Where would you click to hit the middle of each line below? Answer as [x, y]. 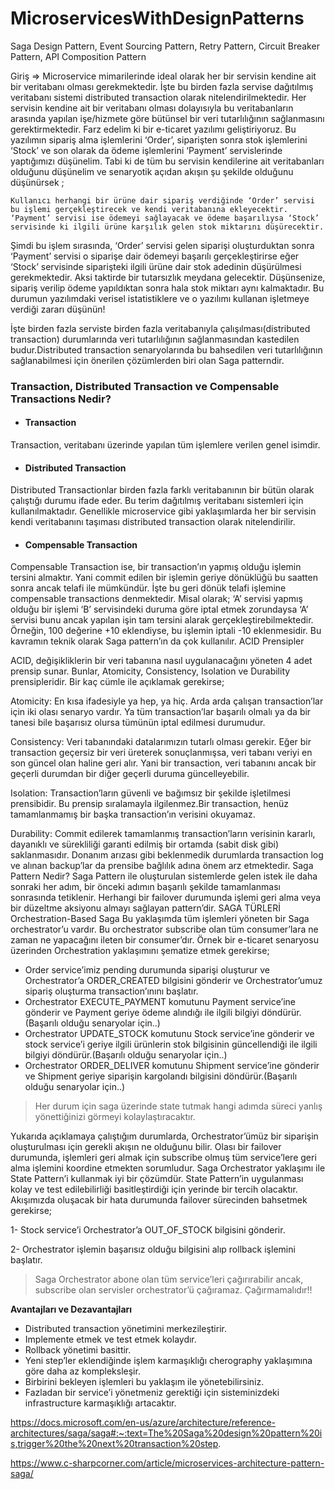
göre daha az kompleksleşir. [82, 1371]
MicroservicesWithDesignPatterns [157, 18]
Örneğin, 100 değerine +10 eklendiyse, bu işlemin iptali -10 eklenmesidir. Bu [166, 631]
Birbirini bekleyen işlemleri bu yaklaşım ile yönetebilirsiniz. [144, 1382]
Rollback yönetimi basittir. [78, 1350]
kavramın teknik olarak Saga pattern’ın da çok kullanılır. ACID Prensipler [157, 641]
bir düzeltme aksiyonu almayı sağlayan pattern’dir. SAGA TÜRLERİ [145, 908]
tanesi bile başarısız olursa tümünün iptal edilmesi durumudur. [138, 723]
